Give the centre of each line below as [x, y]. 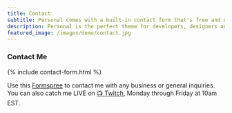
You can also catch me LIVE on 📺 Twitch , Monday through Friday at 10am [112, 93]
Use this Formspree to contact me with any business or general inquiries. [111, 85]
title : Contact [29, 13]
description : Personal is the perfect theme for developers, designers [112, 26]
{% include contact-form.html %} [55, 72]
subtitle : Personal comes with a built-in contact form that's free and [114, 20]
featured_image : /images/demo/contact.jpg [69, 33]
